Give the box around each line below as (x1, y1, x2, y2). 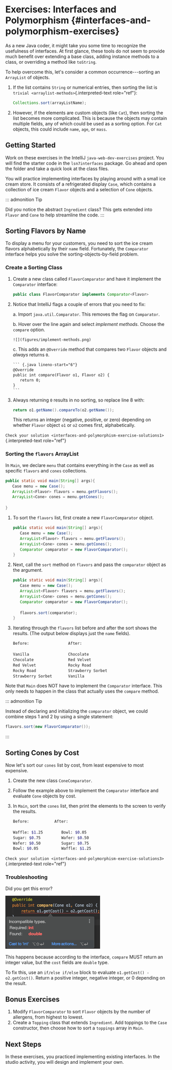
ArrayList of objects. (5, 74, 50, 80)
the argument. (12, 567, 43, 573)
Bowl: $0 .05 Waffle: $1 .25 (12, 846, 91, 851)
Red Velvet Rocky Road (12, 662, 91, 668)
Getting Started (5, 141, 56, 150)
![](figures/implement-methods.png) (12, 337, 91, 342)
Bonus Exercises (5, 995, 60, 1004)
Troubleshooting (5, 874, 48, 881)
